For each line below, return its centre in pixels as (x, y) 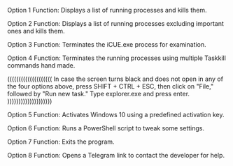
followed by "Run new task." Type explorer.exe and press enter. (99, 94)
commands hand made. (41, 65)
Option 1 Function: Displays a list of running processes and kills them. (107, 10)
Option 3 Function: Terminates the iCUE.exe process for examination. (107, 44)
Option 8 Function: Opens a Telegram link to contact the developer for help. (116, 155)
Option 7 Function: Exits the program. (61, 142)
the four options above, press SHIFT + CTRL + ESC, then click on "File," (111, 86)
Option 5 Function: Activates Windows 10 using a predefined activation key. (116, 115)
